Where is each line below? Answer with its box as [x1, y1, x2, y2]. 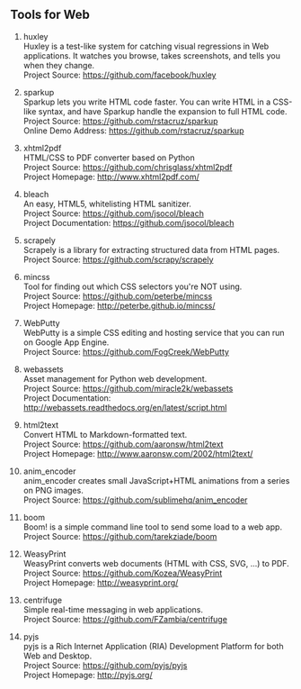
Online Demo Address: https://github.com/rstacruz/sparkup [22, 125, 244, 136]
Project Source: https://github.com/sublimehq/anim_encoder [22, 494, 248, 505]
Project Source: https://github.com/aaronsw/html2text [22, 439, 224, 449]
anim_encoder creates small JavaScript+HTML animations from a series [22, 475, 290, 485]
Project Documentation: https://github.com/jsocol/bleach [22, 217, 235, 228]
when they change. [22, 59, 95, 70]
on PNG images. [22, 485, 84, 495]
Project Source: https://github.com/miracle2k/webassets [22, 383, 234, 394]
